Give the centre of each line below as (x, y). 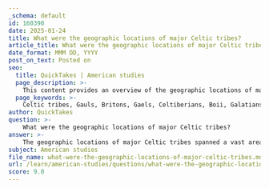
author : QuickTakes (41, 113)
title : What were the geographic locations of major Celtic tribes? (125, 38)
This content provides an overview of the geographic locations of (137, 90)
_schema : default (37, 16)
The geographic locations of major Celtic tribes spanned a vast (134, 142)
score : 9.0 (26, 172)
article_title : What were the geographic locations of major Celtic (125, 46)
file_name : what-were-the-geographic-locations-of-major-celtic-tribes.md (136, 157)
